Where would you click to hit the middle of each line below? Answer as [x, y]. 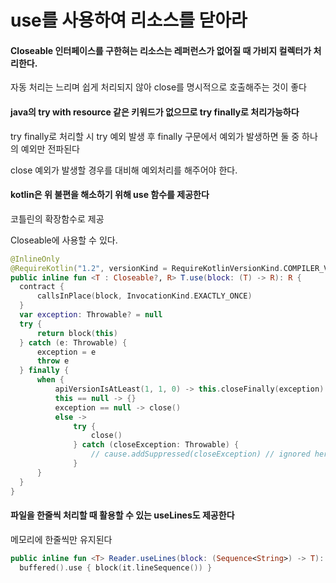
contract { [42, 287]
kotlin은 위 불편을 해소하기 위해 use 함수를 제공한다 [110, 195]
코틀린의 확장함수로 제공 [57, 218]
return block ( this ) [77, 333]
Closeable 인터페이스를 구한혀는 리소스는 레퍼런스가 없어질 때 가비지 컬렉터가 [161, 50]
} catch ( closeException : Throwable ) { [156, 445]
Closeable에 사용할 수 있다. [64, 240]
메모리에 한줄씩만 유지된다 [61, 539]
